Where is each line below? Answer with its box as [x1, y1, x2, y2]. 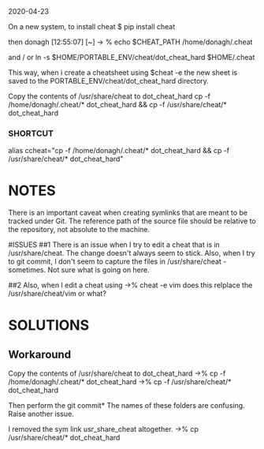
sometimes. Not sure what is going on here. [8, 265, 150, 275]
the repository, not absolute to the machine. [8, 225, 151, 234]
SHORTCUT [8, 128, 54, 139]
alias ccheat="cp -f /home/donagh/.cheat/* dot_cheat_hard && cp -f [8, 146, 230, 155]
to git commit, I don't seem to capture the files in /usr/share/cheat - [8, 256, 227, 267]
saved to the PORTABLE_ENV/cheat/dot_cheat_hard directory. [8, 77, 209, 85]
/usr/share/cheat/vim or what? [8, 289, 106, 298]
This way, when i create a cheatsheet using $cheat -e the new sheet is [8, 68, 238, 77]
